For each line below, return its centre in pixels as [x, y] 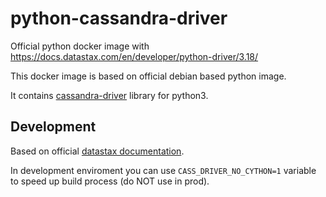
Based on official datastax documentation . [97, 151]
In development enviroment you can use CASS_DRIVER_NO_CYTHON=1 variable [163, 170]
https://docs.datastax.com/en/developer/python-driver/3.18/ [134, 56]
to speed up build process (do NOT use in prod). [110, 181]
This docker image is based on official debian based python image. [148, 76]
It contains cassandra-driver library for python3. [109, 95]
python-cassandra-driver [119, 18]
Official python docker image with [80, 46]
